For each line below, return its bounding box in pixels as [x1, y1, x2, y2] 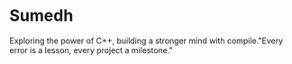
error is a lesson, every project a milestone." [9, 44, 173, 55]
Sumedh [9, 5, 74, 26]
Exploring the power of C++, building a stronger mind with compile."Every [9, 35, 284, 46]
